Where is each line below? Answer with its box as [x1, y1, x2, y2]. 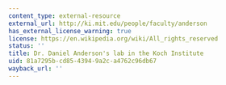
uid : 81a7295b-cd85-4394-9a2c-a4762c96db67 [8, 57, 157, 66]
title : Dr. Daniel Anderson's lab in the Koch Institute [8, 49, 204, 57]
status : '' [8, 42, 45, 50]
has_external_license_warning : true [8, 27, 132, 35]
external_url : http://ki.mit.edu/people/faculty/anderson [8, 19, 207, 28]
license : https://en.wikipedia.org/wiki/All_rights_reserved [8, 34, 219, 43]
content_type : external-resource [8, 11, 121, 20]
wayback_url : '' [8, 65, 63, 73]
